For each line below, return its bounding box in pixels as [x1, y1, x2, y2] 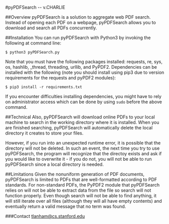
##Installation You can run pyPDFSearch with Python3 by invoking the [5, 35, 151, 40]
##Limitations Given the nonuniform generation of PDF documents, [5, 171, 145, 177]
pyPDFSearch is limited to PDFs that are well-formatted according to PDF [5, 176, 157, 183]
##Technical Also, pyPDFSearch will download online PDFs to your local [5, 114, 155, 120]
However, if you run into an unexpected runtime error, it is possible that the [5, 140, 161, 146]
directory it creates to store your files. [5, 130, 84, 136]
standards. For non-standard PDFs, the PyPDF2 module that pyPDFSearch [5, 182, 160, 188]
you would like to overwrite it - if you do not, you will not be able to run [5, 156, 152, 162]
